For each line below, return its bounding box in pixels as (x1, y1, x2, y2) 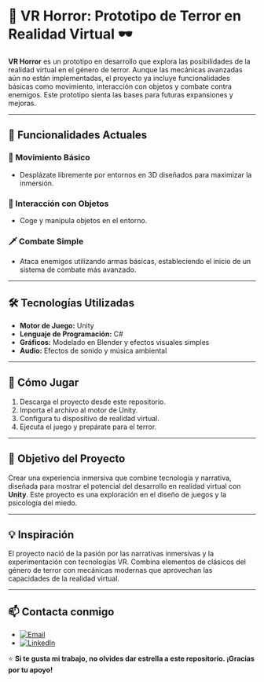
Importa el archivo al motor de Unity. (19, 405, 138, 415)
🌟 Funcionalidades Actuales (8, 129, 148, 142)
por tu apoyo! (8, 665, 53, 675)
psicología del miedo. (8, 498, 78, 508)
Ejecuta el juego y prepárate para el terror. (19, 422, 157, 431)
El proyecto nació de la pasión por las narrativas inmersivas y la (8, 549, 214, 559)
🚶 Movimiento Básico (8, 152, 90, 163)
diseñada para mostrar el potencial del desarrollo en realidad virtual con (8, 481, 241, 490)
